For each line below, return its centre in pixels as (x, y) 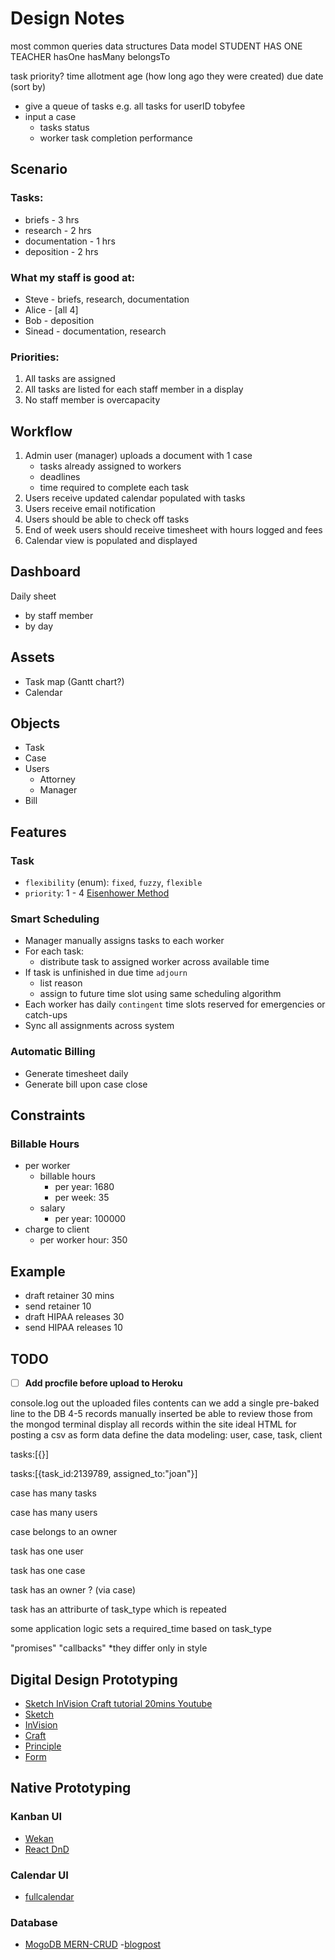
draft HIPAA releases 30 (74, 1317)
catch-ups (46, 1015)
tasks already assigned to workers (110, 466)
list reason (61, 983)
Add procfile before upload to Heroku (103, 1383)
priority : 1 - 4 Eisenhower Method (97, 893)
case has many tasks (53, 1493)
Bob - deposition (59, 320)
